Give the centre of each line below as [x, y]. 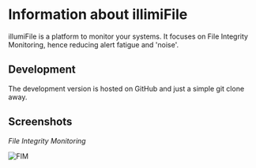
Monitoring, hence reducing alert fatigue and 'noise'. [94, 44]
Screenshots [40, 122]
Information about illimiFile [98, 15]
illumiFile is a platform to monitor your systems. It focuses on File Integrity [128, 36]
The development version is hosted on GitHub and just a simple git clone [126, 88]
